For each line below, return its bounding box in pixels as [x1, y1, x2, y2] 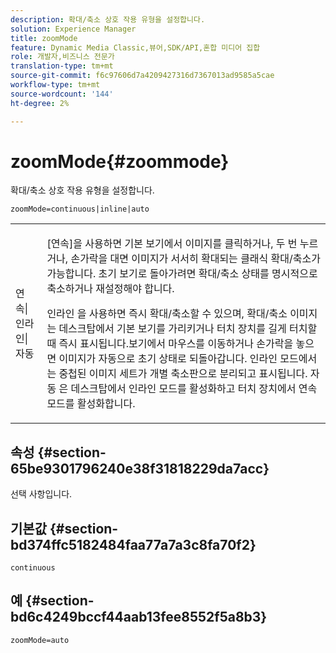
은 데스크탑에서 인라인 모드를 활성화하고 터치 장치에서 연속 [58, 382, 318, 396]
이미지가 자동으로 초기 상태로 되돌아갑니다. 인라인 [58, 352, 278, 366]
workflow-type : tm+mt [10, 80, 101, 90]
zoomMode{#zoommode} [10, 150, 230, 173]
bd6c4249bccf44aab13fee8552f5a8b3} [10, 609, 268, 626]
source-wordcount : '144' [10, 89, 114, 99]
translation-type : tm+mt [10, 61, 114, 71]
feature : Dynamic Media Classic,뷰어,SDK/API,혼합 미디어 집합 [10, 42, 261, 53]
